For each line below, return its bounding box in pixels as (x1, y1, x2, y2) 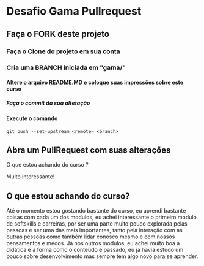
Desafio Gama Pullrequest (6, 4, 142, 18)
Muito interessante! (6, 173, 55, 180)
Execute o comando (6, 115, 58, 122)
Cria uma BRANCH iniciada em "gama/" (6, 63, 126, 72)
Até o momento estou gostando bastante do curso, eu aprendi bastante (6, 207, 186, 215)
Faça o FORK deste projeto (6, 29, 110, 39)
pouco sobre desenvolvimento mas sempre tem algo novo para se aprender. (6, 253, 199, 260)
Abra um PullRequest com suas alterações (6, 145, 171, 155)
